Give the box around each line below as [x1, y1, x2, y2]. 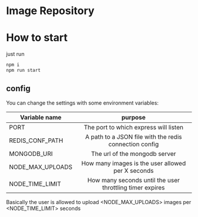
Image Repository [6, 4, 95, 18]
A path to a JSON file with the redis [85, 132, 182, 141]
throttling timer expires [102, 183, 165, 192]
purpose [121, 113, 146, 121]
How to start [6, 31, 68, 45]
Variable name [19, 113, 62, 121]
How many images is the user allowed [81, 159, 186, 167]
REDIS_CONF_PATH [9, 136, 64, 145]
